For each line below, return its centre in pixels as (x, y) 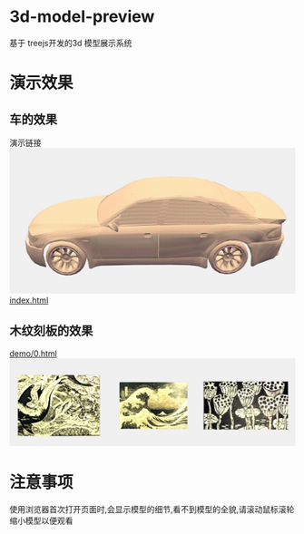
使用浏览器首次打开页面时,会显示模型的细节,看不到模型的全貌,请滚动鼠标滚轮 (152, 510)
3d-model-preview (82, 17)
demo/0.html (33, 353)
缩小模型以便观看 (41, 521)
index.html (29, 300)
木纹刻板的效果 (51, 331)
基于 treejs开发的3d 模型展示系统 (71, 43)
